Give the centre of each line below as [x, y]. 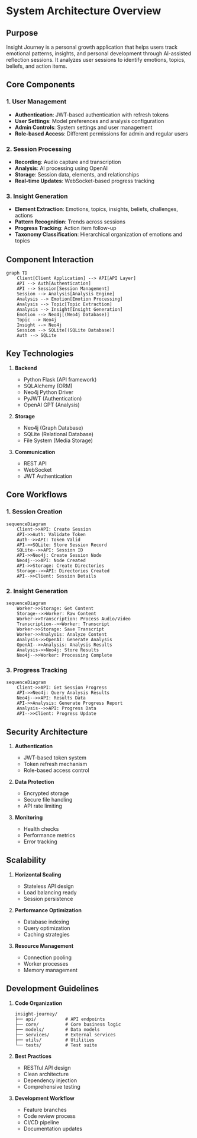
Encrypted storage [46, 793]
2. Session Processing [39, 149]
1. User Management [36, 102]
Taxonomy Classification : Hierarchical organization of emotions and [98, 234]
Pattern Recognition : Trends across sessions [70, 222]
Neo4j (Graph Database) [54, 428]
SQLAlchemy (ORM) [48, 386]
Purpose [22, 33]
